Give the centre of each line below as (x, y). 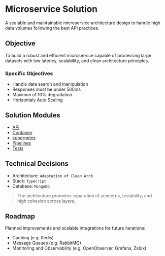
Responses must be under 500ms (47, 89)
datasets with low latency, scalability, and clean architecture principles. (77, 61)
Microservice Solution (51, 9)
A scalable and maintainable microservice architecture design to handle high (83, 23)
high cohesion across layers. (46, 201)
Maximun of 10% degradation (42, 95)
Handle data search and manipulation (50, 84)
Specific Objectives (29, 73)
